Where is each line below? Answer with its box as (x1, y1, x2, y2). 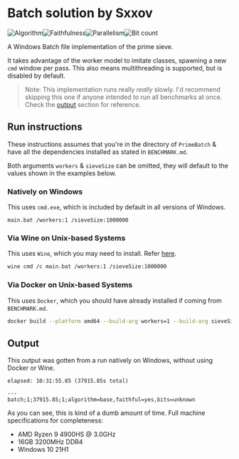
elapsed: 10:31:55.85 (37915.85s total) (7, 378, 129, 385)
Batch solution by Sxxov (7, 5, 153, 21)
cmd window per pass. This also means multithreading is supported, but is (7, 63, 223, 72)
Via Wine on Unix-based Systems (7, 233, 126, 243)
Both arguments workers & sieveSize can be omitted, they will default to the (7, 161, 229, 170)
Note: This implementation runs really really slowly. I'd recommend (24, 85, 221, 93)
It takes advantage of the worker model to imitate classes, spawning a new (7, 56, 227, 65)
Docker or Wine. (7, 363, 55, 372)
